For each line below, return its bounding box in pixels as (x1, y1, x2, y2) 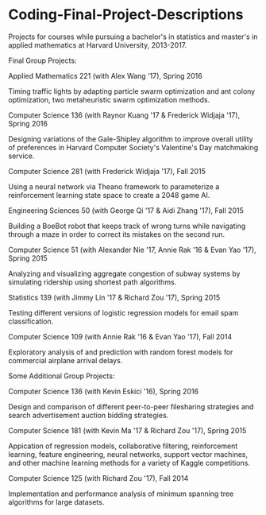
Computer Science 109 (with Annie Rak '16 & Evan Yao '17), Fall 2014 (8, 331, 233, 341)
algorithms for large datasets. (8, 497, 105, 506)
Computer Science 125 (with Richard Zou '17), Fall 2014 (8, 473, 189, 482)
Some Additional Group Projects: (8, 371, 115, 381)
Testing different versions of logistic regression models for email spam (8, 308, 239, 317)
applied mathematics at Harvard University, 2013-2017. (8, 40, 187, 49)
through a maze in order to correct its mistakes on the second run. (8, 229, 225, 239)
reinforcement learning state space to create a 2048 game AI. (8, 190, 210, 199)
